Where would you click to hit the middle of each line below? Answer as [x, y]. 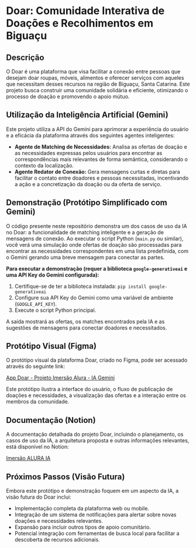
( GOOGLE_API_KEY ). [36, 304]
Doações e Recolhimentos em [80, 23]
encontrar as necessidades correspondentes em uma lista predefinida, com [97, 251]
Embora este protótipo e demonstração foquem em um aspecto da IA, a [92, 491]
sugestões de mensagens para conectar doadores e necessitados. [87, 328]
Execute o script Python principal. [55, 310]
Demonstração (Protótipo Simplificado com [87, 203]
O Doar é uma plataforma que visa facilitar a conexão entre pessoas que [93, 71]
